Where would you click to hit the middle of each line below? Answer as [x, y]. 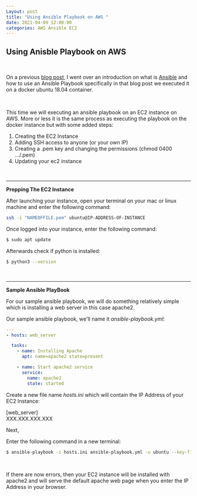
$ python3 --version [31, 262]
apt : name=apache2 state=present [62, 357]
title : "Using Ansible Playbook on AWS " [57, 17]
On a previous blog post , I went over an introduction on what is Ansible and [97, 77]
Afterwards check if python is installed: [53, 251]
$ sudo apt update [28, 239]
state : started [46, 383]
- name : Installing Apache [50, 351]
